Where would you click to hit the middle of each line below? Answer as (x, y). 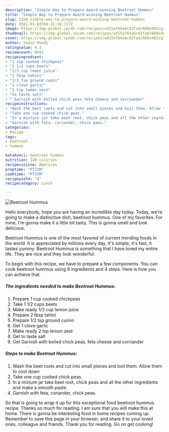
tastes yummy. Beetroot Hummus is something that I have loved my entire (81, 249)
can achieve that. (23, 275)
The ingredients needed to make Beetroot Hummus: (60, 286)
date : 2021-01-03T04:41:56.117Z (39, 24)
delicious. (15, 228)
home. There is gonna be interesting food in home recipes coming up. (77, 414)
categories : (18, 127)
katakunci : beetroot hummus (35, 155)
